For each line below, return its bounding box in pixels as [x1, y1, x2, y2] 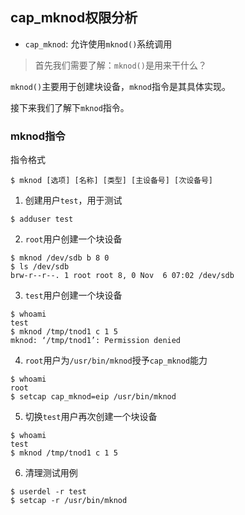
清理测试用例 [24, 467, 78, 479]
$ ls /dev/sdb [10, 262, 70, 272]
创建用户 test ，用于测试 [24, 194, 123, 207]
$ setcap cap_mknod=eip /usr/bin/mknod [10, 392, 177, 402]
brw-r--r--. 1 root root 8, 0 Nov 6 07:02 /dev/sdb [10, 271, 235, 281]
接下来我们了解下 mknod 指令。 [10, 101, 130, 113]
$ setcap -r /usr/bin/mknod [10, 496, 128, 506]
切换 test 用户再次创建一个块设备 [24, 411, 158, 423]
